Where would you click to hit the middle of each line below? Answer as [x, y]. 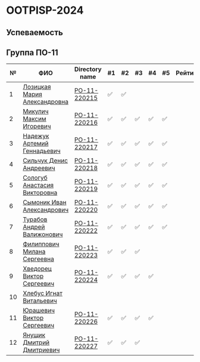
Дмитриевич [41, 350]
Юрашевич [39, 311]
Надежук [36, 136]
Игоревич [37, 126]
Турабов [35, 219]
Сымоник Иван [45, 202]
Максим [35, 119]
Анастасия [38, 185]
